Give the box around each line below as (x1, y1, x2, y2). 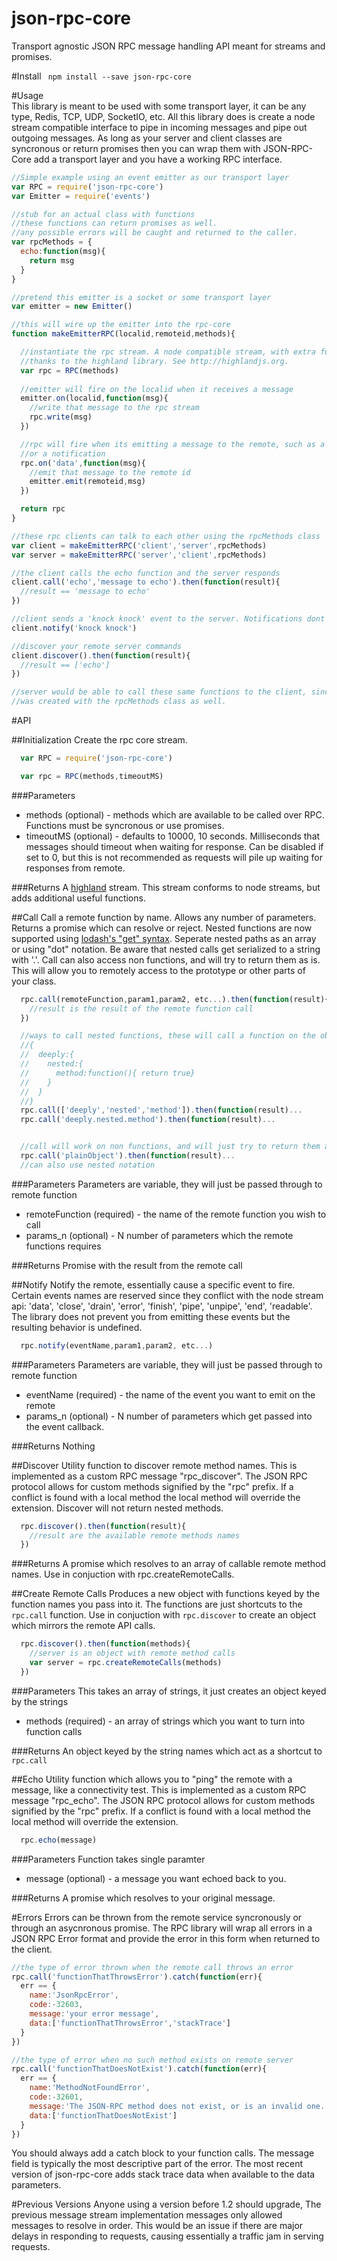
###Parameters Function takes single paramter (11, 1853, 206, 1865)
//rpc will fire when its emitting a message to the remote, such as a (20, 439, 326, 449)
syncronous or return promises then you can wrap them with (11, 142, 261, 154)
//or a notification (20, 448, 106, 459)
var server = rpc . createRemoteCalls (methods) (29, 1658, 223, 1668)
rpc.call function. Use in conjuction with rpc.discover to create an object (11, 1609, 317, 1621)
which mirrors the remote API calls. (11, 1620, 156, 1632)
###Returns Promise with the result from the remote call (11, 1259, 243, 1271)
